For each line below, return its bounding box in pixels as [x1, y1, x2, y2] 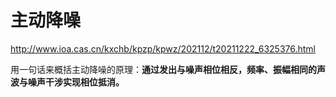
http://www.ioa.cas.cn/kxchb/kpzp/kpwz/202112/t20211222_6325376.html [10, 42, 316, 55]
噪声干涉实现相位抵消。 [27, 76, 125, 88]
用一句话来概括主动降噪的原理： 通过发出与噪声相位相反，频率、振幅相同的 [10, 63, 317, 75]
